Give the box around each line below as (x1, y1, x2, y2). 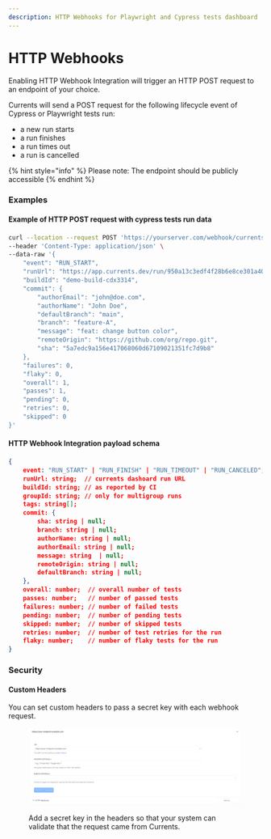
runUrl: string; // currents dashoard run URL (23, 474, 186, 483)
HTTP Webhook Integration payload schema (8, 439, 160, 448)
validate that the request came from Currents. (28, 821, 181, 831)
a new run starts (19, 124, 75, 133)
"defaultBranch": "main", (37, 310, 125, 319)
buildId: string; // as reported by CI (23, 483, 157, 491)
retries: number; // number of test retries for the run (23, 628, 222, 637)
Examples (8, 194, 48, 206)
